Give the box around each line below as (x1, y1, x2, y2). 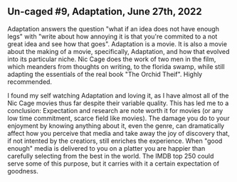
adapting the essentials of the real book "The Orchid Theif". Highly (7, 70, 203, 78)
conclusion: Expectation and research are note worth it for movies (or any (7, 106, 223, 114)
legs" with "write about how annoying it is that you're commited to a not (7, 32, 218, 41)
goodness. (7, 166, 39, 175)
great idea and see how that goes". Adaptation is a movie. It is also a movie (7, 39, 228, 48)
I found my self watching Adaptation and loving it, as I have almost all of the (7, 91, 229, 100)
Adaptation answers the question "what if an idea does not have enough (7, 24, 219, 33)
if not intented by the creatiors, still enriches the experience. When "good (7, 136, 223, 145)
